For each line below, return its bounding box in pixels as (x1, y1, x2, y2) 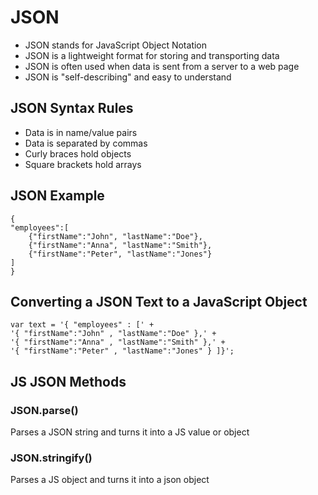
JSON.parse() (10, 403, 79, 417)
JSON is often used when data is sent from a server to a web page (24, 60, 300, 72)
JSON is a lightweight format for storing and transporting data (24, 49, 280, 61)
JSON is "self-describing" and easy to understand (24, 71, 232, 83)
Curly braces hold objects (24, 147, 132, 160)
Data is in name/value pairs (24, 126, 138, 138)
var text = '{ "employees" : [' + (10, 320, 155, 330)
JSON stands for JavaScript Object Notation (24, 39, 208, 51)
